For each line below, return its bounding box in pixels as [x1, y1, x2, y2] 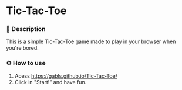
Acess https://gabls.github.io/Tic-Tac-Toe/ [14, 72, 117, 79]
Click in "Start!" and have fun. [14, 78, 87, 85]
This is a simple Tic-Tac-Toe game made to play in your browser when [6, 38, 176, 45]
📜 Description [6, 25, 46, 33]
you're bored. [6, 44, 39, 51]
